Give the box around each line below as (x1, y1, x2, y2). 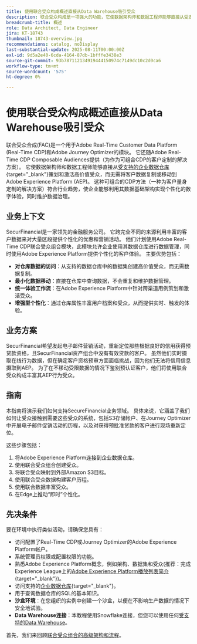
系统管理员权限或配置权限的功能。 (14, 553, 97, 560)
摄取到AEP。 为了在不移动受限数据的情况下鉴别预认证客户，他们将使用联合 (6, 364, 187, 371)
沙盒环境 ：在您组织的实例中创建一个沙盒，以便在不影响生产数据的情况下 (14, 597, 189, 604)
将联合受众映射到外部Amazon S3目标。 (14, 469, 110, 476)
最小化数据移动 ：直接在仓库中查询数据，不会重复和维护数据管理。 (14, 277, 174, 284)
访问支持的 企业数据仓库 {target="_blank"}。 (14, 582, 119, 589)
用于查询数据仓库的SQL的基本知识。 (14, 590, 103, 597)
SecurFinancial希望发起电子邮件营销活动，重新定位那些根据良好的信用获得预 (6, 342, 191, 349)
